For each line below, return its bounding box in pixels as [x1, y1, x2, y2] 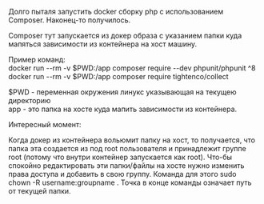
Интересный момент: [8, 120, 82, 129]
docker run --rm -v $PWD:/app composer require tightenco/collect [8, 72, 230, 81]
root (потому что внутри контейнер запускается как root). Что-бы [8, 152, 233, 162]
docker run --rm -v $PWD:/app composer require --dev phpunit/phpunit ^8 [8, 63, 256, 73]
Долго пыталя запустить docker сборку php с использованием [8, 7, 224, 16]
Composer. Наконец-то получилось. [8, 15, 131, 25]
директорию [8, 96, 51, 105]
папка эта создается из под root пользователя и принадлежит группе [8, 144, 246, 153]
